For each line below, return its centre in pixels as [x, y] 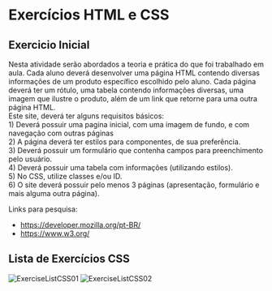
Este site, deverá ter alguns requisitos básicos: [86, 116]
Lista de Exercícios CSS [69, 259]
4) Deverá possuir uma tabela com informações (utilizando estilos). [121, 167]
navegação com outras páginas [61, 133]
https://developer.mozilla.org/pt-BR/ [80, 225]
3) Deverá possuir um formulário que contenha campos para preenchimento [136, 150]
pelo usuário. [30, 159]
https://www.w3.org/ [55, 233]
